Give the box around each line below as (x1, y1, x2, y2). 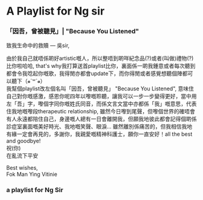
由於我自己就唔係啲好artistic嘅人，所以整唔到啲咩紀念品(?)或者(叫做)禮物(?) (6, 55, 194, 62)
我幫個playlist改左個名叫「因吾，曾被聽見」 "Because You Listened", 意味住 (6, 85, 195, 92)
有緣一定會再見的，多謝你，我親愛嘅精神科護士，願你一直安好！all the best (6, 130, 193, 138)
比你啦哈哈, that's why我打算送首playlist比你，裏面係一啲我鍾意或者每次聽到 (6, 62, 196, 70)
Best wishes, (6, 164, 38, 172)
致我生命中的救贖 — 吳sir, (6, 42, 70, 49)
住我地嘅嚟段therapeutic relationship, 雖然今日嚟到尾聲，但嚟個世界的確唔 (6, 108, 190, 115)
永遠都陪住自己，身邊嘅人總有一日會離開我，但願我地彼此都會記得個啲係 (16, 115, 197, 122)
